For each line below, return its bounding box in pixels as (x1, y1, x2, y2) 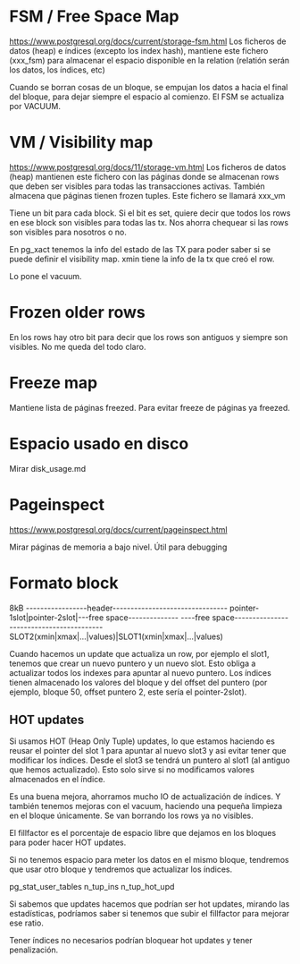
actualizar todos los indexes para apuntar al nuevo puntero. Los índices (9, 667, 272, 678)
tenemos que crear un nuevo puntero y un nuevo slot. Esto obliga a (9, 658, 256, 669)
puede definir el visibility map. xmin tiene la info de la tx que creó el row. (9, 253, 275, 264)
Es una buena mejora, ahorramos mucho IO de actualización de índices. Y (9, 791, 281, 802)
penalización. (9, 944, 59, 955)
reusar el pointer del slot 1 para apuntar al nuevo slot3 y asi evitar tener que (9, 746, 287, 756)
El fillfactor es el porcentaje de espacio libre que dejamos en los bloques (9, 828, 277, 839)
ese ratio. (9, 917, 45, 928)
